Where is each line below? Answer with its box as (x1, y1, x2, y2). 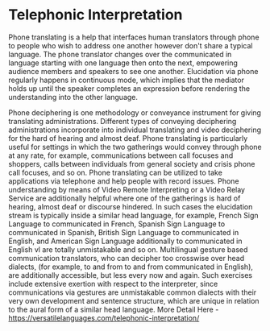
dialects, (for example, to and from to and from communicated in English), (8, 262, 254, 271)
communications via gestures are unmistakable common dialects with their (8, 288, 257, 297)
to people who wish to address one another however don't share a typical (8, 40, 253, 50)
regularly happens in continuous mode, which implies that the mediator (8, 75, 244, 85)
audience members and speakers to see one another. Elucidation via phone (8, 66, 259, 76)
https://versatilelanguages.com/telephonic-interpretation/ (8, 312, 200, 323)
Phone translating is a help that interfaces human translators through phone (8, 32, 260, 42)
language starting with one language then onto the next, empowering (8, 58, 238, 68)
